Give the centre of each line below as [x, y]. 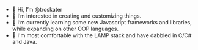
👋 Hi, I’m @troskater [37, 9]
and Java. [24, 42]
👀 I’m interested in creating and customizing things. [77, 16]
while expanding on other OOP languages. [65, 29]
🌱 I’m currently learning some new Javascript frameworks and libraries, [102, 22]
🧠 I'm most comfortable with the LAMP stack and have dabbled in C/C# [102, 35]
